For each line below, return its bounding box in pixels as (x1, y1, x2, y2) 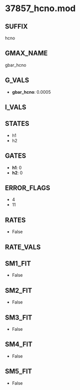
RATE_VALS (5, 243, 41, 251)
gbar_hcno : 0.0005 (12, 89, 51, 95)
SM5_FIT (5, 367, 32, 375)
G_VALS (5, 76, 29, 85)
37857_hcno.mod (5, 3, 76, 14)
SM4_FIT (5, 340, 33, 349)
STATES (5, 119, 30, 128)
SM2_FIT (5, 286, 32, 294)
